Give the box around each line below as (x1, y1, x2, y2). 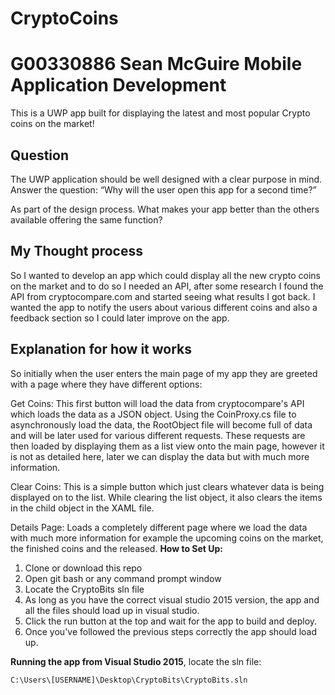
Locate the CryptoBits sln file (24, 583, 145, 595)
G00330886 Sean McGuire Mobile (10, 53, 303, 76)
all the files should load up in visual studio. (24, 604, 200, 616)
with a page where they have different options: (10, 378, 203, 390)
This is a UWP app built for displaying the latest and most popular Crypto (10, 107, 311, 119)
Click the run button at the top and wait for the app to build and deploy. (24, 615, 318, 627)
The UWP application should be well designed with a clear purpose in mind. (10, 173, 323, 185)
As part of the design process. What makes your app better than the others (10, 203, 320, 215)
